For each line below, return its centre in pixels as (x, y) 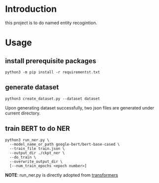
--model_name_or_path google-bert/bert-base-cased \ (65, 144)
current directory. (23, 113)
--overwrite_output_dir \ (36, 161)
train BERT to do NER (38, 128)
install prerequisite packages (51, 61)
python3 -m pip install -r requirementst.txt (52, 72)
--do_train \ (23, 157)
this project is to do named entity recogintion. (51, 23)
